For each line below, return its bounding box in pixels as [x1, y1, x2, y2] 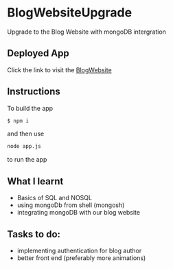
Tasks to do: [7, 228, 60, 240]
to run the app [7, 155, 47, 164]
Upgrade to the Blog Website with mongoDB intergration [7, 28, 167, 36]
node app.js [7, 143, 41, 150]
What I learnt [7, 175, 64, 187]
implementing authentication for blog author [16, 246, 142, 255]
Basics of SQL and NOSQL [16, 194, 93, 202]
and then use [7, 129, 45, 138]
